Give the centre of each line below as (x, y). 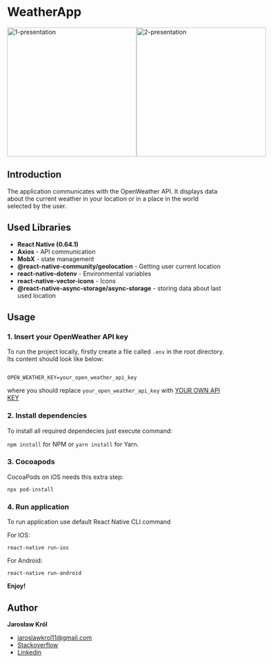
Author (22, 608)
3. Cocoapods (31, 462)
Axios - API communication (56, 252)
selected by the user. (37, 206)
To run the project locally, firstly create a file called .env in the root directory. (116, 351)
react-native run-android (44, 573)
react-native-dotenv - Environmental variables (84, 274)
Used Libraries (39, 228)
